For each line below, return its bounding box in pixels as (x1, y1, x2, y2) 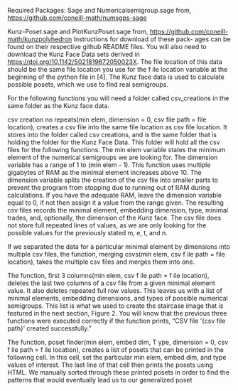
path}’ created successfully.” (7, 324, 92, 333)
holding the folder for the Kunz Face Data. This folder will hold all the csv (7, 138, 220, 146)
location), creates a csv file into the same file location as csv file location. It (7, 123, 227, 131)
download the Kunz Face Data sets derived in (7, 50, 140, 58)
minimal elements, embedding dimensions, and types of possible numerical (7, 294, 229, 302)
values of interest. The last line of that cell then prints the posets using (7, 360, 213, 369)
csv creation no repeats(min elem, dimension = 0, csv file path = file (7, 115, 207, 124)
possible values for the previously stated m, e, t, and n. (7, 229, 168, 237)
